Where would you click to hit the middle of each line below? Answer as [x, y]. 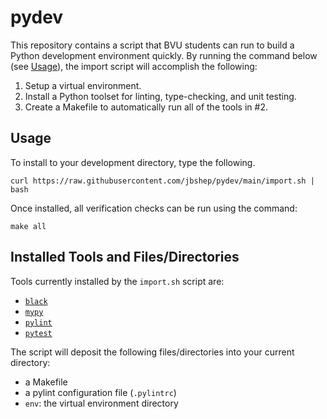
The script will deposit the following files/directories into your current [152, 352]
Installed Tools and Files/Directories [125, 257]
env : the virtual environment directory [101, 403]
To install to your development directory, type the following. [133, 162]
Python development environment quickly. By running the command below [164, 55]
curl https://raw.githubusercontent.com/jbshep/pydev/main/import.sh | [162, 181]
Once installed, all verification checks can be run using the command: [154, 208]
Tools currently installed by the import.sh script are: [117, 281]
